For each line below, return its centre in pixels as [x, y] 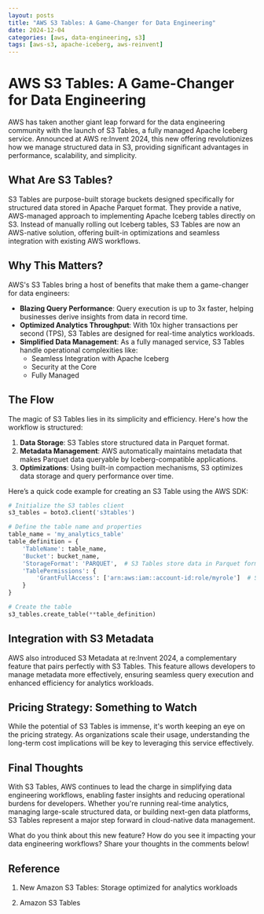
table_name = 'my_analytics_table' [66, 534]
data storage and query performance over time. [97, 476]
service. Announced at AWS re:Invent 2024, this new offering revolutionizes [131, 139]
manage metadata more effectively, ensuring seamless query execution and [131, 674]
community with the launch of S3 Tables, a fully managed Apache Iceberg [128, 131]
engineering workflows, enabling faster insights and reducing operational [126, 795]
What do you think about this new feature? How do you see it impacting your [132, 835]
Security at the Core [64, 367]
